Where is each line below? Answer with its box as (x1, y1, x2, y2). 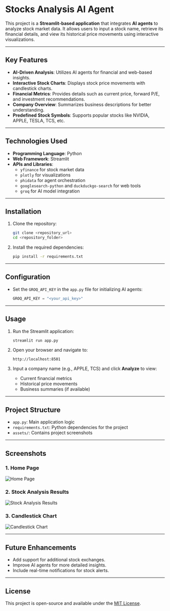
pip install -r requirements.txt (12, 254, 83, 259)
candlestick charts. (12, 85, 53, 91)
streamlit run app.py (12, 338, 58, 343)
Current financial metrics (20, 375, 72, 382)
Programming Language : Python (12, 150, 82, 156)
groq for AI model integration (20, 188, 80, 194)
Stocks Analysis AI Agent (5, 4, 114, 15)
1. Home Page (5, 464, 39, 471)
